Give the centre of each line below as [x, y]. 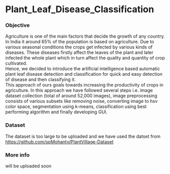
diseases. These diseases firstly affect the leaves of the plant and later [79, 52]
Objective [18, 25]
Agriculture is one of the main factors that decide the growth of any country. [85, 36]
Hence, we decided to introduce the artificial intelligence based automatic [83, 69]
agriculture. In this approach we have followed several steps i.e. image [79, 91]
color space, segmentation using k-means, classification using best [76, 107]
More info [17, 155]
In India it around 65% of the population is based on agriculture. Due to [80, 42]
